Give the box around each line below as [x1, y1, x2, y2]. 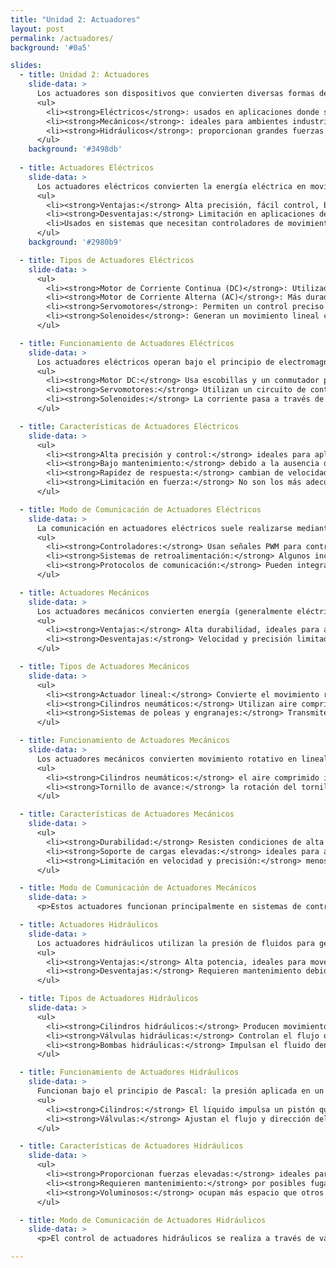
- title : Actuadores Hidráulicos [19, 920, 159, 930]
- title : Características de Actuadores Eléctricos [19, 421, 240, 431]
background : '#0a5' [10, 42, 92, 53]
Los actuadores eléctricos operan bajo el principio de [36, 357, 275, 367]
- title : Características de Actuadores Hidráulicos [19, 1141, 244, 1151]
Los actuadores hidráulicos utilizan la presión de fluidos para [36, 938, 315, 948]
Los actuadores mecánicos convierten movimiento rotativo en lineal [36, 754, 329, 764]
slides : [10, 61, 43, 71]
